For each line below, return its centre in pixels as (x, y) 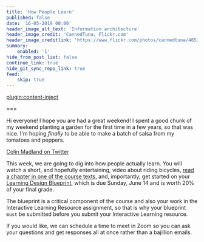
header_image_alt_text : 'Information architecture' (73, 29)
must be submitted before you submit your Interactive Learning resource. (97, 214)
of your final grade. (30, 190)
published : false (28, 18)
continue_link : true (32, 63)
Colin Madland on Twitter (38, 152)
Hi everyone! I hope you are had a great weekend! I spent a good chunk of (99, 121)
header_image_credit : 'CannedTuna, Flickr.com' (68, 35)
